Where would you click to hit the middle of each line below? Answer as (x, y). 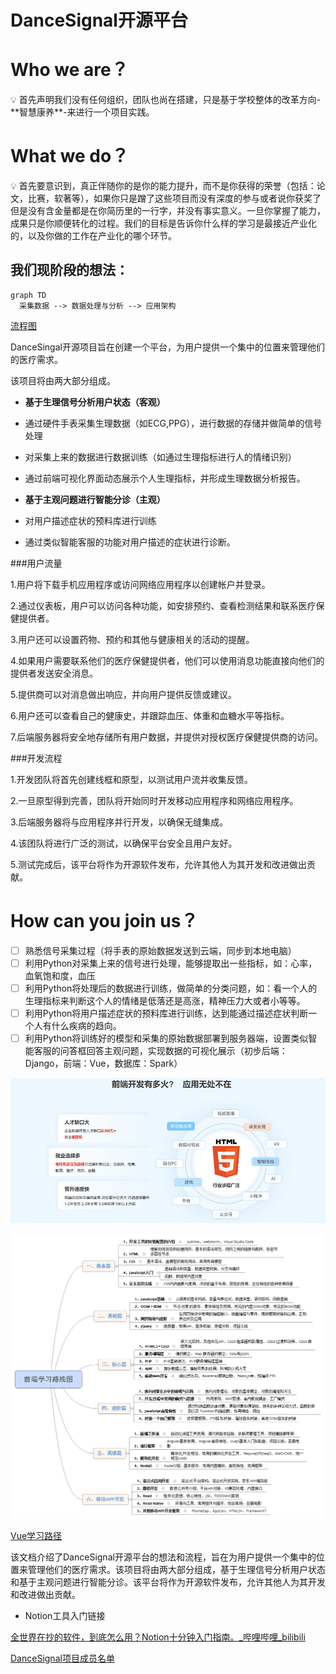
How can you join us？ (104, 921)
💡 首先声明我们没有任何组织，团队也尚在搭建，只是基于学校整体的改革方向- (166, 100)
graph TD (28, 295)
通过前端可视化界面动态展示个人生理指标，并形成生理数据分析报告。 (165, 478)
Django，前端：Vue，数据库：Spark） (103, 1063)
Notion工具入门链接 (65, 1616)
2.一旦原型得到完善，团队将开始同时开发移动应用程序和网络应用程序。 (154, 800)
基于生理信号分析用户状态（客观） (95, 402)
